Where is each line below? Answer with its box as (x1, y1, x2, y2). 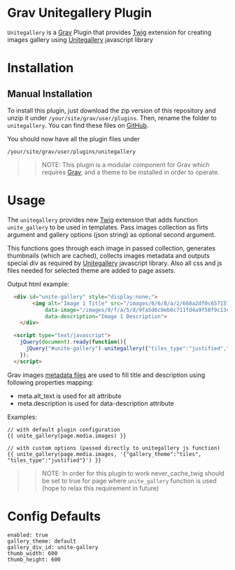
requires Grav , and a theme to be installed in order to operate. (41, 168, 220, 176)
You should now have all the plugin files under (7, 134, 140, 143)
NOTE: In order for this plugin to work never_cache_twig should (41, 469, 225, 477)
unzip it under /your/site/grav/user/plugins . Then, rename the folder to (7, 113, 217, 122)
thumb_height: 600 (7, 556, 61, 563)
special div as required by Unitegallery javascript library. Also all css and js (7, 259, 222, 267)
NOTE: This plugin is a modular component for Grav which (41, 160, 210, 169)
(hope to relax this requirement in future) (41, 484, 159, 492)
